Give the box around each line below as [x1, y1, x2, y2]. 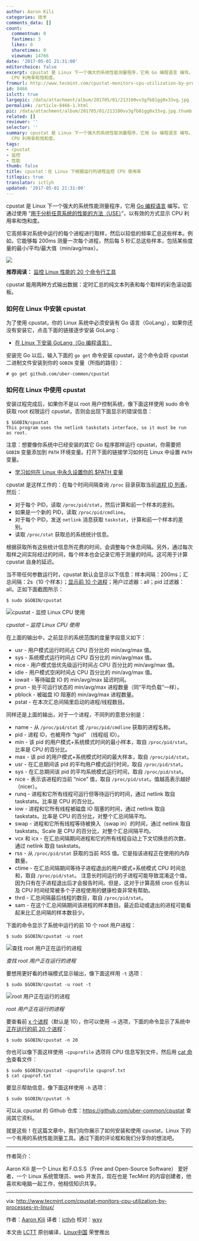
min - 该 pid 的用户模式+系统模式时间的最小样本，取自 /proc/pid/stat [14, 739, 185, 746]
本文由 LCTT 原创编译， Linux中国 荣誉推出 [6, 1229, 110, 1236]
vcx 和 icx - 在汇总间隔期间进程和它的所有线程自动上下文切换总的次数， [14, 835, 190, 842]
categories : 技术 [6, 14, 47, 20]
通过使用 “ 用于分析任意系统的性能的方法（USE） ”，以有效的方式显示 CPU [6, 209, 183, 217]
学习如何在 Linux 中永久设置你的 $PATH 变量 [14, 469, 123, 476]
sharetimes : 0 [11, 47, 46, 53]
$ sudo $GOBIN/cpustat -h [6, 1096, 70, 1102]
